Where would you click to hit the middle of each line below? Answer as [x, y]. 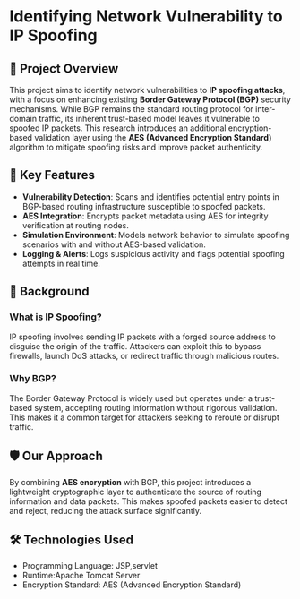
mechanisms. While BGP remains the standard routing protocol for [131, 109]
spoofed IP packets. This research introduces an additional [118, 128]
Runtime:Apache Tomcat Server [81, 576]
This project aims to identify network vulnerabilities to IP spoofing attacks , [147, 90]
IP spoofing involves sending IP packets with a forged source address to [142, 337]
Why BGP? [33, 379]
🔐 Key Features [52, 175]
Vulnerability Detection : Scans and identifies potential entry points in [151, 197]
